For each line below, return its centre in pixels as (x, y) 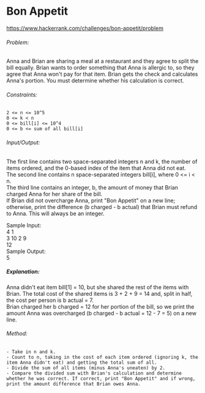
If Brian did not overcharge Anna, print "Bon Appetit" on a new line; (91, 200)
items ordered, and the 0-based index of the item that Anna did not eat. (96, 168)
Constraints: (22, 94)
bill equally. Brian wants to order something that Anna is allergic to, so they (100, 68)
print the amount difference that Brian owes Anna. (73, 384)
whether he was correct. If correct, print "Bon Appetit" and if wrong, (101, 378)
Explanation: (23, 272)
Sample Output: (26, 251)
